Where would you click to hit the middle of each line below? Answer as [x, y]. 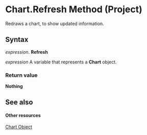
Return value [21, 75]
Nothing [14, 86]
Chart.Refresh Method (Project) [74, 9]
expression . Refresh [27, 52]
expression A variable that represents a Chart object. [61, 62]
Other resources [23, 116]
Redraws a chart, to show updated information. [55, 24]
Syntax [17, 40]
